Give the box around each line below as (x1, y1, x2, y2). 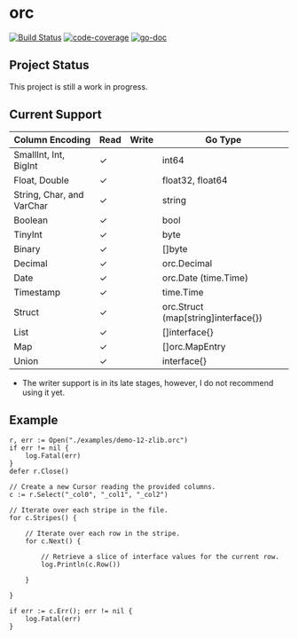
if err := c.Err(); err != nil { (9, 607, 133, 616)
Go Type (205, 133, 242, 146)
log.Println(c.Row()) (41, 560, 122, 570)
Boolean (13, 214, 49, 226)
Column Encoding (13, 133, 91, 146)
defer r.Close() (9, 467, 69, 477)
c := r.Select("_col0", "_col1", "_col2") (9, 491, 169, 500)
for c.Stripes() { (9, 514, 77, 523)
